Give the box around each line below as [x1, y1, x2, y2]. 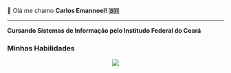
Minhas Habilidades [7, 43, 75, 53]
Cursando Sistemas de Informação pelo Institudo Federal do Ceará [7, 27, 201, 34]
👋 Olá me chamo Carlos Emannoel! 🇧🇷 [7, 7, 120, 14]
